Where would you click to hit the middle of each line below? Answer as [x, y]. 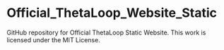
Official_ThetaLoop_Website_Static [112, 13]
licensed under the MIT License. [53, 39]
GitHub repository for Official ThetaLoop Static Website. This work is [106, 32]
